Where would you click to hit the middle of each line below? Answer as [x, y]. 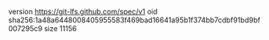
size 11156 [60, 28]
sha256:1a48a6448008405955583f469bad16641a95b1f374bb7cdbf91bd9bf [134, 20]
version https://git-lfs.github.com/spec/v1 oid [83, 12]
